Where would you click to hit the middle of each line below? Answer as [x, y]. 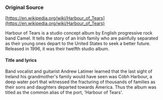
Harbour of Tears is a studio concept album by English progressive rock [79, 33]
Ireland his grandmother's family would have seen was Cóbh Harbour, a [79, 76]
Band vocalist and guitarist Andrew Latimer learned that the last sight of [79, 71]
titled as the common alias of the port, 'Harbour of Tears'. [64, 92]
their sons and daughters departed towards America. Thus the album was [81, 87]
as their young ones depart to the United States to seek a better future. [78, 44]
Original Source [24, 7]
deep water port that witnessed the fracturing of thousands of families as [80, 82]
